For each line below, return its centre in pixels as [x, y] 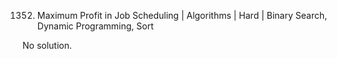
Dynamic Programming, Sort [95, 26]
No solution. [47, 45]
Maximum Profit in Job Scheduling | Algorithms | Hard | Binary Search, [182, 15]
